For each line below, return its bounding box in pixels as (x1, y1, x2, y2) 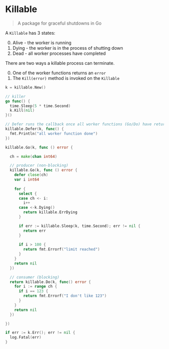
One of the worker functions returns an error (12, 69, 106, 76)
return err (23, 228, 46, 233)
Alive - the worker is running (12, 39, 72, 46)
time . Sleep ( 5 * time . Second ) (10, 103, 71, 109)
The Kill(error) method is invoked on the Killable (12, 75, 120, 81)
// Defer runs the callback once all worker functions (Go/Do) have (5, 122, 152, 127)
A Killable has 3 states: (5, 30, 55, 36)
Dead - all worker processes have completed (12, 50, 106, 56)
